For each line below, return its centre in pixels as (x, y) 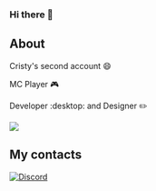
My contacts (46, 155)
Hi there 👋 (32, 15)
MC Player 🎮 (34, 84)
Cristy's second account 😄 (60, 65)
